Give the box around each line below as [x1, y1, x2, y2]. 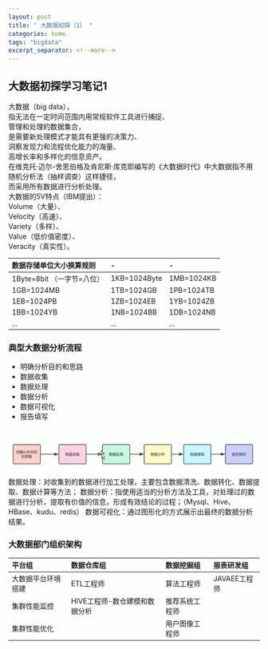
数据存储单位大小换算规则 [11, 260, 96, 271]
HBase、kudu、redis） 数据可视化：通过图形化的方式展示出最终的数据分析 [8, 507, 254, 516]
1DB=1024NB [168, 307, 216, 317]
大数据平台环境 [11, 573, 61, 583]
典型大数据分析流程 [8, 342, 82, 354]
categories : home [8, 30, 66, 38]
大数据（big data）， [8, 101, 74, 111]
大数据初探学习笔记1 [8, 79, 108, 93]
